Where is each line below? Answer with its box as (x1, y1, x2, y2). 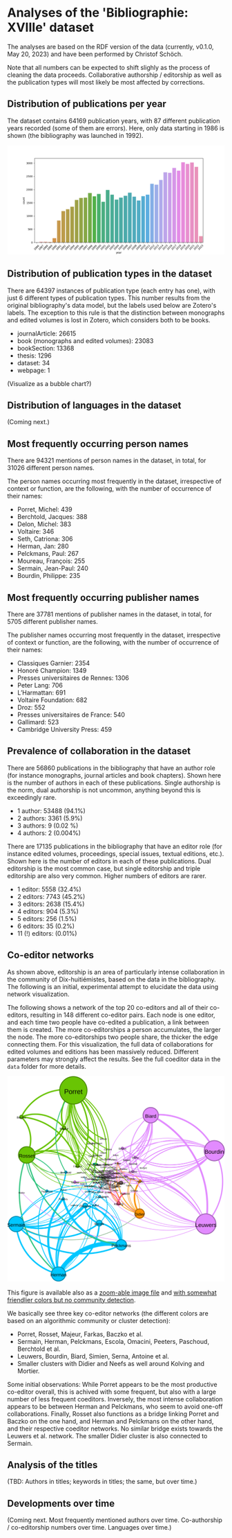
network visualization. (7, 990, 70, 998)
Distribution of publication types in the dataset (7, 268, 213, 280)
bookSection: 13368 (17, 344, 75, 352)
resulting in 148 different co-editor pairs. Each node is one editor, (30, 1011, 215, 1019)
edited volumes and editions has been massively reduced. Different (7, 1047, 199, 1056)
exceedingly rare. (7, 793, 57, 801)
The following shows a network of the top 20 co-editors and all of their (7, 1003, 209, 1011)
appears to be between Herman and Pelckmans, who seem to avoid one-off (7, 1402, 223, 1410)
